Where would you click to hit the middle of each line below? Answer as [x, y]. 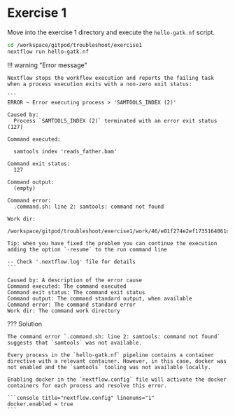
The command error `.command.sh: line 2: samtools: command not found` [114, 337]
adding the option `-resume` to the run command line [87, 249]
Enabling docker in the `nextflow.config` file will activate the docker [117, 380]
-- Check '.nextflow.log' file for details [72, 262]
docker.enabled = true [40, 404]
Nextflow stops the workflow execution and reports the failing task [111, 78]
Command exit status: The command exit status [76, 292]
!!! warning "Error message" [47, 65]
